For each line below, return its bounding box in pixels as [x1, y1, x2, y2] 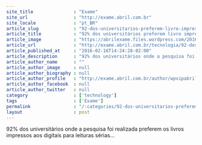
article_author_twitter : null [6, 87, 90, 93]
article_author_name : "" [6, 59, 85, 65]
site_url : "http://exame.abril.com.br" [6, 14, 152, 20]
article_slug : [6, 25, 77, 32]
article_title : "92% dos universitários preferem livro [6, 31, 182, 37]
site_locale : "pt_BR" [6, 20, 98, 26]
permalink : [6, 103, 77, 110]
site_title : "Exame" [6, 8, 98, 15]
